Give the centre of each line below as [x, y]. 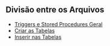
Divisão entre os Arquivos [55, 10]
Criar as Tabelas [35, 30]
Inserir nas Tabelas [38, 37]
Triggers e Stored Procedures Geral [58, 24]
